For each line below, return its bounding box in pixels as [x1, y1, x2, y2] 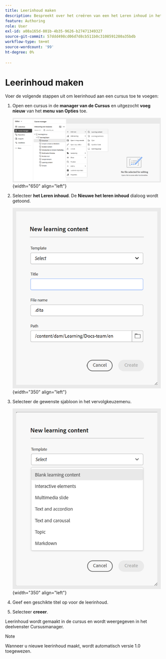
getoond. [12, 198, 31, 204]
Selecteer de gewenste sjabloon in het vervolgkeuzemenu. [12, 398, 132, 404]
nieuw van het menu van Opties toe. [12, 108, 88, 114]
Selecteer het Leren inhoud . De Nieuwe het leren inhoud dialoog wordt [12, 193, 159, 199]
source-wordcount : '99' [5, 45, 54, 49]
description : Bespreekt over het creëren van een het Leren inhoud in [5, 13, 154, 18]
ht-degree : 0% [5, 49, 35, 54]
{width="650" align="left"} [12, 183, 67, 189]
